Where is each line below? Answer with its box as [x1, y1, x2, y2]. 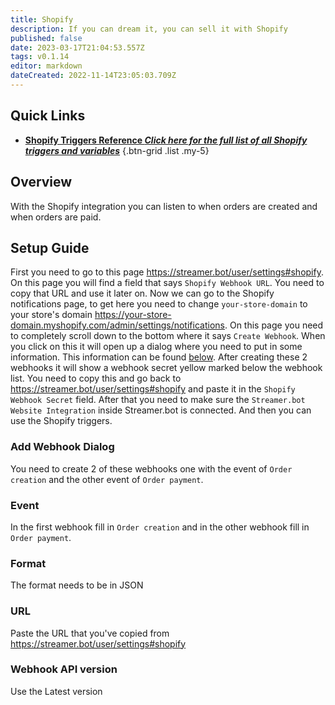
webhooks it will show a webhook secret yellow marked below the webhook [10, 362, 323, 374]
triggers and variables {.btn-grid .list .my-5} [24, 144, 210, 156]
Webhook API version [10, 662, 118, 676]
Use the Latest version [10, 685, 103, 697]
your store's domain [10, 309, 93, 321]
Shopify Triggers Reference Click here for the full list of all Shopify [24, 134, 308, 146]
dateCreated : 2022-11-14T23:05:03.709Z [10, 71, 177, 81]
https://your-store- [94, 309, 172, 321]
